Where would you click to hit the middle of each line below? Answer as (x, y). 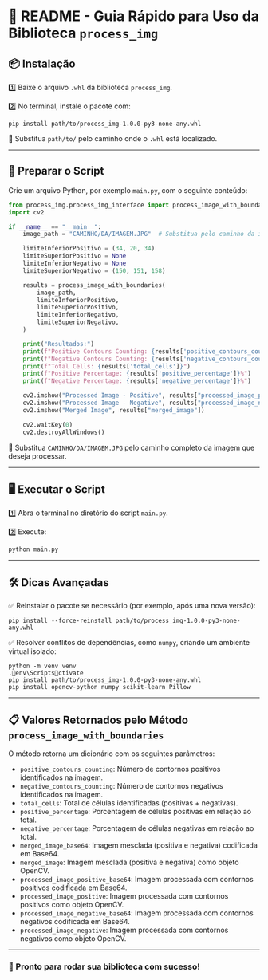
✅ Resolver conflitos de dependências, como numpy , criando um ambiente (129, 643)
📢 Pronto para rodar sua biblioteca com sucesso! (104, 966)
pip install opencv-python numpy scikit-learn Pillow (100, 687)
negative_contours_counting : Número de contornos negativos (121, 786)
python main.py (33, 549)
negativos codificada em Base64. (75, 921)
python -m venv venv (43, 666)
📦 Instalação (42, 63)
